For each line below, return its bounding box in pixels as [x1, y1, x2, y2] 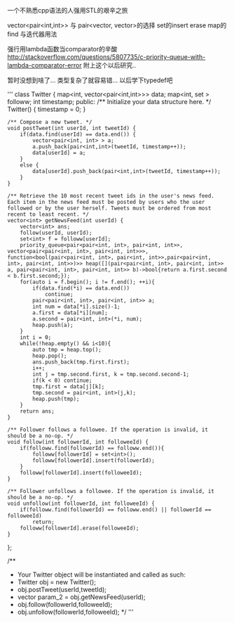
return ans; [20, 408, 55, 415]
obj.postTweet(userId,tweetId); [17, 586, 107, 593]
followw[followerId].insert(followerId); [32, 457, 156, 464]
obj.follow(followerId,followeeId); [17, 600, 113, 608]
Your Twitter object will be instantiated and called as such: [17, 570, 186, 579]
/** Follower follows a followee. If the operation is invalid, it [7, 426, 209, 433]
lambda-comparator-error [7, 61, 82, 69]
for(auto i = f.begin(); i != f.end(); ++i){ [20, 278, 156, 285]
